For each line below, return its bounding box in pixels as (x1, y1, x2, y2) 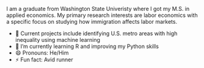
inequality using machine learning (15, 36, 101, 43)
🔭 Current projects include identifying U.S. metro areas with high (15, 30, 178, 37)
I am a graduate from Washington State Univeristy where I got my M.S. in (6, 5, 190, 12)
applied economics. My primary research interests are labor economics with (6, 12, 198, 19)
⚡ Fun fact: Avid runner (15, 56, 73, 63)
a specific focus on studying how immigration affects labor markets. (6, 18, 178, 25)
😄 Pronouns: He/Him (15, 49, 69, 56)
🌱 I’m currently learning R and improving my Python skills (15, 42, 159, 50)
